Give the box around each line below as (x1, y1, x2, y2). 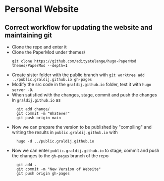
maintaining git (4, 31, 53, 39)
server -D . (11, 87, 34, 92)
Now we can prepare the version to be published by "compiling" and (11, 124, 152, 130)
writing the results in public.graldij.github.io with (11, 130, 118, 135)
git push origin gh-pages (16, 171, 70, 176)
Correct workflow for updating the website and (4, 23, 153, 32)
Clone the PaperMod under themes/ (11, 49, 86, 55)
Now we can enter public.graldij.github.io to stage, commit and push (11, 147, 160, 153)
